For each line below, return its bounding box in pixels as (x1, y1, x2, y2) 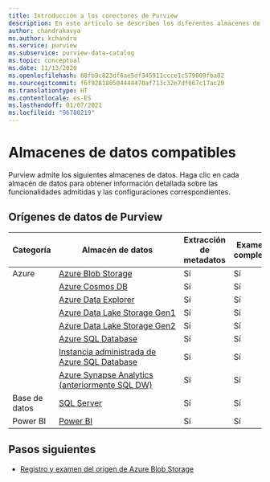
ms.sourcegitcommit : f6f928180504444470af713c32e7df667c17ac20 (8, 79, 225, 87)
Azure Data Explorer (59, 294, 135, 305)
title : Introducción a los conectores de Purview (8, 11, 178, 20)
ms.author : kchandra (8, 34, 78, 43)
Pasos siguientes (8, 443, 96, 456)
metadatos (183, 254, 227, 265)
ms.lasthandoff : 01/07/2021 (8, 101, 103, 109)
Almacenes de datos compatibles (8, 144, 237, 161)
